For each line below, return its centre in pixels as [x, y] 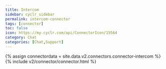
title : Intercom [22, 10]
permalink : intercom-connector [38, 19]
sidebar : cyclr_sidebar [30, 14]
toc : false [16, 28]
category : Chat [21, 38]
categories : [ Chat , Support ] [34, 42]
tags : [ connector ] [24, 24]
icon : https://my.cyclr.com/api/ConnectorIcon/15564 [61, 33]
